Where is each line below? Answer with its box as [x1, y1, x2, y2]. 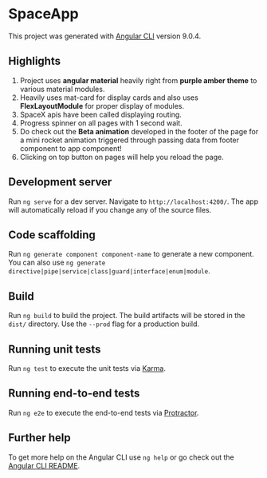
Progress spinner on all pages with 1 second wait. [19, 118, 183, 128]
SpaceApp [8, 5, 79, 23]
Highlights [8, 54, 61, 68]
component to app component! [19, 143, 122, 153]
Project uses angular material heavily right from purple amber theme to [19, 75, 257, 85]
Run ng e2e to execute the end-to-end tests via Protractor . [8, 408, 199, 417]
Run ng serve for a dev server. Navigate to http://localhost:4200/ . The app [8, 197, 259, 206]
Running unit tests [8, 342, 101, 356]
